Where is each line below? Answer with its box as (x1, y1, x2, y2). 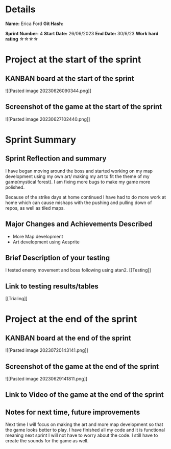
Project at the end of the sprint (5, 313, 137, 325)
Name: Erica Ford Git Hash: (5, 20, 64, 27)
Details (5, 4, 36, 15)
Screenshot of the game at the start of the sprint (5, 102, 162, 111)
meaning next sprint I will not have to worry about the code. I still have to (5, 432, 158, 438)
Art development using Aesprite (12, 239, 80, 245)
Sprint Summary (5, 134, 77, 145)
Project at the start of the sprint (5, 54, 141, 65)
